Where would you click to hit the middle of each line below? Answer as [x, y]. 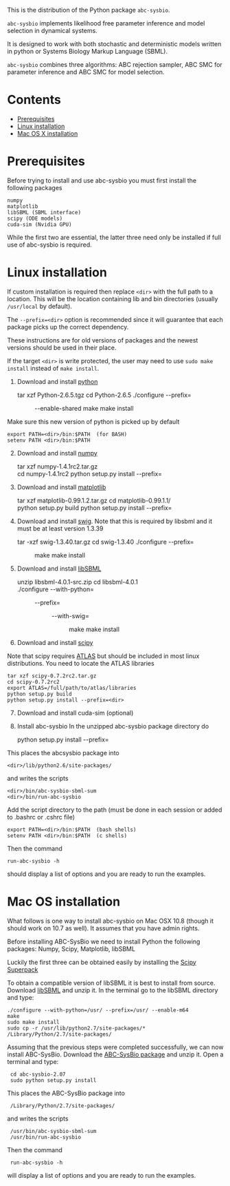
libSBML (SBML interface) [44, 212]
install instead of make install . [53, 368]
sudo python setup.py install [53, 1080]
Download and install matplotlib [61, 487]
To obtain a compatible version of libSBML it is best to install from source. [111, 983]
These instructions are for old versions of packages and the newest [103, 340]
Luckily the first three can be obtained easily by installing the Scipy [102, 962]
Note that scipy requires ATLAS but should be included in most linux [103, 656]
